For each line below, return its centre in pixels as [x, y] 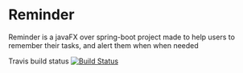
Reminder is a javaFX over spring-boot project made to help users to [122, 37]
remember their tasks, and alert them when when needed [103, 45]
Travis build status [39, 61]
